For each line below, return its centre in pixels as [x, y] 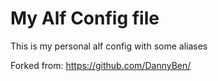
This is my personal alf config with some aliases [109, 46]
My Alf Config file [85, 18]
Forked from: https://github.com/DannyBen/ [101, 65]
